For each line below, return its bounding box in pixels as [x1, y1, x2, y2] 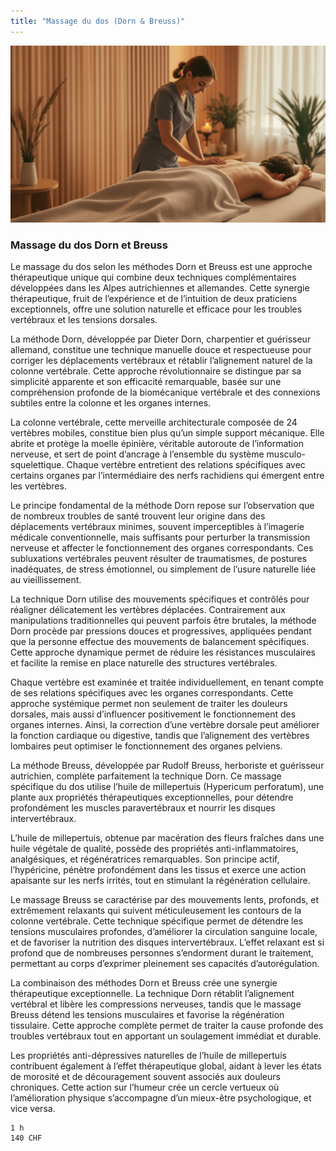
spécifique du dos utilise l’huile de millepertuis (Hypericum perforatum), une [10, 781, 325, 793]
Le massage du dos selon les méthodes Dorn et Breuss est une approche [10, 261, 313, 273]
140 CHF [10, 1133, 43, 1144]
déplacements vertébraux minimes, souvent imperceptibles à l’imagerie [10, 521, 305, 533]
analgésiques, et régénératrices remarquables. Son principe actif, [10, 853, 280, 865]
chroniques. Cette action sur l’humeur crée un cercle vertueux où [10, 1081, 280, 1094]
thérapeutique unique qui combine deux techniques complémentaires [10, 271, 297, 284]
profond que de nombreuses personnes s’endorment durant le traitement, [10, 947, 314, 959]
